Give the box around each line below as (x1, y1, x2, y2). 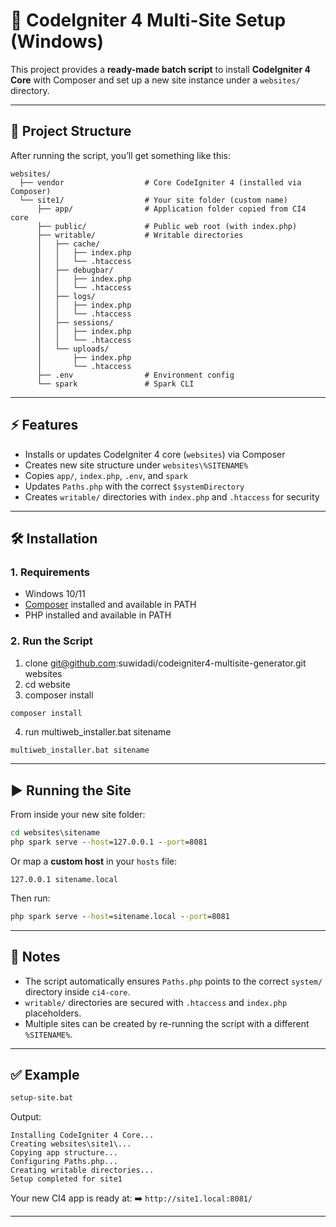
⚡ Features (10, 417, 79, 434)
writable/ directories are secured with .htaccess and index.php (24, 996, 288, 1008)
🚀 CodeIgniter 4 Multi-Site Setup (10, 9, 287, 32)
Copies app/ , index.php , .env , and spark (24, 469, 188, 481)
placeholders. (24, 1007, 82, 1019)
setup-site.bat (10, 1093, 74, 1103)
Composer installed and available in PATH (24, 599, 197, 611)
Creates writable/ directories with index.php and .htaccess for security (24, 490, 320, 503)
